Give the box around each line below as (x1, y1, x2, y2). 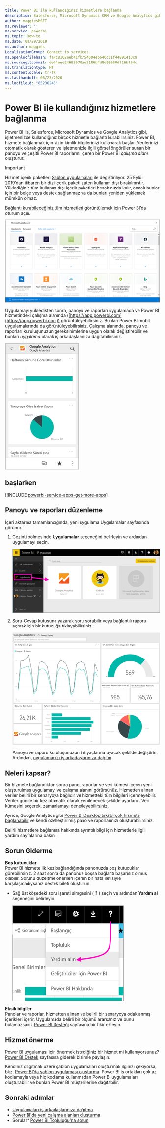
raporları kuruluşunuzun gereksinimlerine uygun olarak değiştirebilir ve (5, 328, 148, 334)
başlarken (5, 479, 37, 487)
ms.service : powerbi (5, 29, 48, 34)
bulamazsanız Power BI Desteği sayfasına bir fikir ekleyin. (5, 1022, 122, 1028)
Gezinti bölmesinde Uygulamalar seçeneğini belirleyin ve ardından (12, 534, 147, 540)
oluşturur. (5, 155, 25, 161)
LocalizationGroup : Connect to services (5, 49, 89, 54)
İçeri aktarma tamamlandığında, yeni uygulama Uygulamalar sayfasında (5, 519, 149, 525)
